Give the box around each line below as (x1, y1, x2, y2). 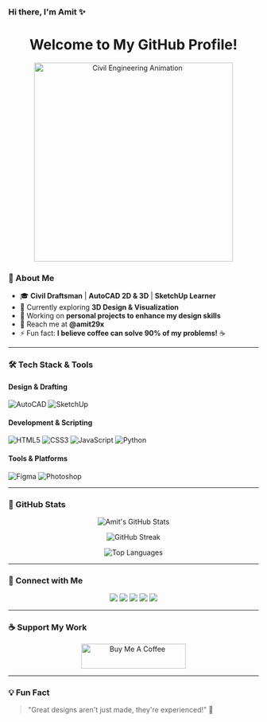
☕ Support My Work (8, 622, 87, 633)
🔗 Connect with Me (8, 575, 83, 586)
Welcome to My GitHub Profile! (29, 36, 238, 54)
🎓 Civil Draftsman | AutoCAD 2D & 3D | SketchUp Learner (19, 291, 216, 301)
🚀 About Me (8, 272, 55, 283)
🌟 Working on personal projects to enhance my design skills (19, 311, 221, 321)
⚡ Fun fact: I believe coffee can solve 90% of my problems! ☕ (19, 329, 226, 338)
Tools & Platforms (8, 454, 68, 463)
